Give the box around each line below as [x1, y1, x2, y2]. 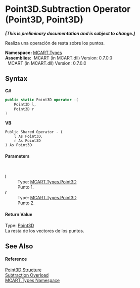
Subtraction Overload [5, 272, 49, 278]
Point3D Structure [5, 267, 42, 273]
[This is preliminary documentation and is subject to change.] [5, 30, 135, 36]
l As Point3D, [14, 134, 43, 139]
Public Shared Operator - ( [5, 130, 63, 135]
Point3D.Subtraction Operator [5, 3, 131, 15]
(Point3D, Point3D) [5, 14, 84, 25]
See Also [5, 242, 33, 251]
